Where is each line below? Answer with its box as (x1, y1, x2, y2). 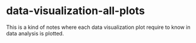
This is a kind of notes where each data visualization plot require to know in (6, 24, 191, 31)
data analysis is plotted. (6, 29, 64, 37)
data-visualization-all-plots (6, 4, 146, 18)
